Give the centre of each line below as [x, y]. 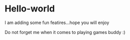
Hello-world [30, 9]
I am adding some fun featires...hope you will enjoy [57, 22]
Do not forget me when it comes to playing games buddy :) [65, 32]
